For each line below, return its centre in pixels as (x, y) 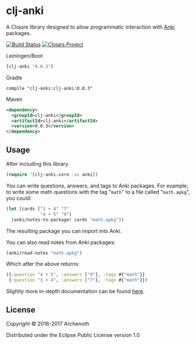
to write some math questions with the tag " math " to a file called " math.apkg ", (98, 192)
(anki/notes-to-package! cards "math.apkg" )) (68, 220)
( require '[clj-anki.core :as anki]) (52, 175)
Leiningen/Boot (24, 55)
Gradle (14, 78)
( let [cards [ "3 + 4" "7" (37, 209)
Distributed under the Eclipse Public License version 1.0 (73, 335)
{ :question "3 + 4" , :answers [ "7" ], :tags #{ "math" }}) (78, 280)
